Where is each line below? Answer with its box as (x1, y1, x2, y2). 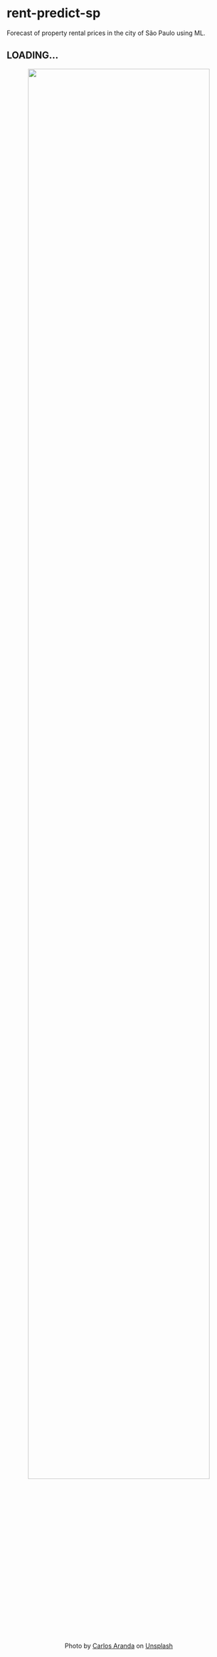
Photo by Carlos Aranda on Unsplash (64, 1641, 174, 1650)
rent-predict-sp (6, 5, 101, 21)
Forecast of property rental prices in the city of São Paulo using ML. (6, 29, 206, 37)
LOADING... (6, 49, 59, 61)
